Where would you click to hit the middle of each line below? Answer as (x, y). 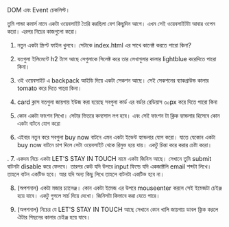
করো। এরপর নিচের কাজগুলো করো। (43, 31)
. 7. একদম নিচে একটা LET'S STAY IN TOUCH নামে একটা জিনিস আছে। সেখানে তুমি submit (109, 159)
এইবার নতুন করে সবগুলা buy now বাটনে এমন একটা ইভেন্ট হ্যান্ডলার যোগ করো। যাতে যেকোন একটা (116, 137)
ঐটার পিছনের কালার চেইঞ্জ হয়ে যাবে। (54, 217)
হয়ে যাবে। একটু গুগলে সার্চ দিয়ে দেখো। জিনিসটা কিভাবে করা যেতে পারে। (88, 196)
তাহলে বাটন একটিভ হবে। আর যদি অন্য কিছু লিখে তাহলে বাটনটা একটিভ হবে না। (86, 174)
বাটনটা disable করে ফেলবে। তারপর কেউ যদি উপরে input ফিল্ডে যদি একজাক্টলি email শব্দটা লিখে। (109, 166)
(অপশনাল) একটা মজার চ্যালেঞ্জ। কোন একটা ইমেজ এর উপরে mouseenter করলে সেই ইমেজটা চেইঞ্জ (119, 188)
